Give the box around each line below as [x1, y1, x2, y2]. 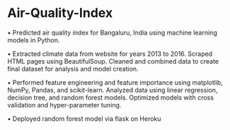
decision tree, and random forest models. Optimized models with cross [7, 93, 214, 102]
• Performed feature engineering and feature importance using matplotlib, [7, 78, 223, 86]
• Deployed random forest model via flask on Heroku [7, 114, 161, 123]
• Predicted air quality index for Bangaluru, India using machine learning [7, 28, 217, 37]
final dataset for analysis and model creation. [7, 64, 139, 73]
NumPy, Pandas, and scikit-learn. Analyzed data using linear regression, [7, 85, 218, 94]
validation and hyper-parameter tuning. [7, 100, 122, 109]
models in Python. [7, 35, 60, 44]
